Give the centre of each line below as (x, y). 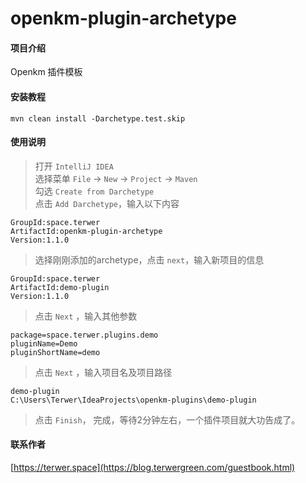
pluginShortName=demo (55, 352)
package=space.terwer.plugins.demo (84, 335)
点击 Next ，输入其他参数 (86, 316)
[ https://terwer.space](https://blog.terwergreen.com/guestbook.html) (153, 467)
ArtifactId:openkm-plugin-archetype (86, 231)
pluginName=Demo (44, 343)
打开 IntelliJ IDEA (74, 166)
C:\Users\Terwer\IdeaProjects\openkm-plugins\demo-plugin (133, 400)
